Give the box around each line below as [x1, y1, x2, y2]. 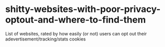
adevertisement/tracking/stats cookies [5, 36, 86, 42]
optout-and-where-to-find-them [5, 14, 146, 25]
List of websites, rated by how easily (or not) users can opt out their [5, 30, 147, 36]
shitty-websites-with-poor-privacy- [5, 3, 161, 15]
